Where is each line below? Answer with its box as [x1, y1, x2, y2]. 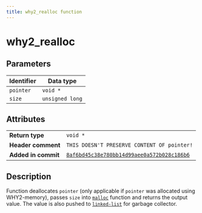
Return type [9, 131, 45, 139]
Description [6, 171, 51, 182]
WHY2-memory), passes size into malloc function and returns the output [6, 194, 188, 201]
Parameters [6, 59, 51, 69]
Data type [48, 77, 77, 85]
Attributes [6, 114, 45, 124]
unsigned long [42, 95, 83, 102]
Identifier [9, 77, 37, 85]
